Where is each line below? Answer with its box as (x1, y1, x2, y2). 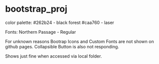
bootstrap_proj (5, 3, 68, 15)
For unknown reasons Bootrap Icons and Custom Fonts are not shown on (5, 38, 155, 44)
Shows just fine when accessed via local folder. (5, 53, 103, 59)
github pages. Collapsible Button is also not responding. (5, 43, 119, 49)
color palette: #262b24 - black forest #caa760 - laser (5, 20, 114, 25)
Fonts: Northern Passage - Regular (5, 29, 76, 35)
